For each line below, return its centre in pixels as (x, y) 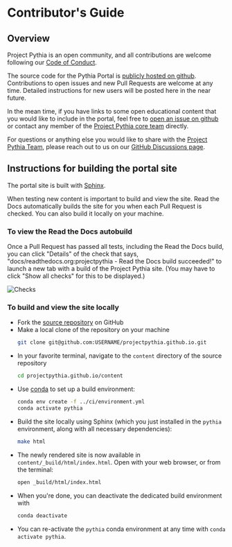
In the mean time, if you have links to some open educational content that (112, 111)
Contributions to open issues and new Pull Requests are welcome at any (110, 83)
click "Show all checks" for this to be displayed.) (76, 276)
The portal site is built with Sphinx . (56, 185)
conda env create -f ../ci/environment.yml (81, 402)
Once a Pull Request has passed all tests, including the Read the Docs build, (116, 247)
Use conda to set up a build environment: (76, 389)
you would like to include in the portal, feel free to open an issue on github (113, 119)
